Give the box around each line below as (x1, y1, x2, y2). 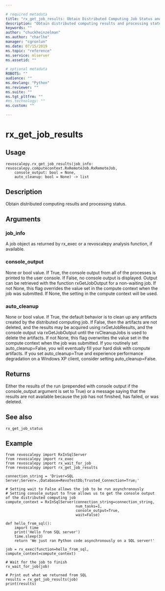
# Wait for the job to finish (5, 560, 68, 565)
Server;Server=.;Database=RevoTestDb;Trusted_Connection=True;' (5, 478, 140, 483)
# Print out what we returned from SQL (5, 573, 87, 578)
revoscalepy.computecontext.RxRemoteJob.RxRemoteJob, (5, 166, 118, 171)
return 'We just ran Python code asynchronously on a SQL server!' (14, 538, 155, 543)
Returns (5, 370, 31, 379)
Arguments (5, 215, 41, 224)
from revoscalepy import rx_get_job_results (5, 465, 98, 470)
